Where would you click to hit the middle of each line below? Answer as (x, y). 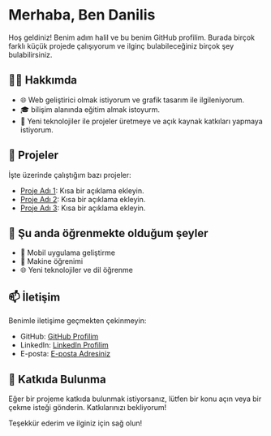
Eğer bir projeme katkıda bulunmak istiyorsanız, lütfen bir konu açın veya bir (135, 399)
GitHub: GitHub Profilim (59, 337)
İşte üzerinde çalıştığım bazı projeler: (70, 175)
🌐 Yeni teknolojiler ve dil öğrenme (77, 270)
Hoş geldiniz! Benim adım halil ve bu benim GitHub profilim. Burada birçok (132, 37)
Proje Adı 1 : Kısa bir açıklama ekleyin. (82, 190)
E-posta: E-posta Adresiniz (65, 354)
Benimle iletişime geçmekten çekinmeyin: (77, 321)
